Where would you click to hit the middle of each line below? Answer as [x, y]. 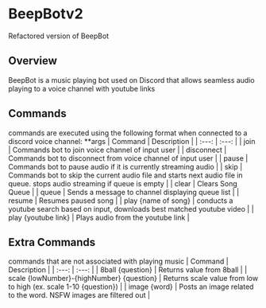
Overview [33, 61]
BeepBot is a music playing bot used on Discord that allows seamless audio [132, 80]
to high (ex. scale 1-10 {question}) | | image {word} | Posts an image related [131, 287]
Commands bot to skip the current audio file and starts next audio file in [126, 175]
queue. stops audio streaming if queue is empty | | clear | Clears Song [123, 183]
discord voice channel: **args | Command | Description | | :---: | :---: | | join [132, 141]
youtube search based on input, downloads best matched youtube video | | [131, 209]
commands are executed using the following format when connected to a [128, 133]
